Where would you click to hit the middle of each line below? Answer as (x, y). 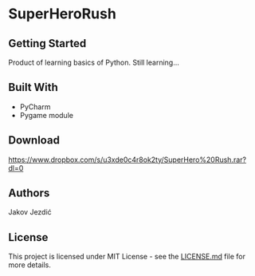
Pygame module (47, 115)
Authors (29, 193)
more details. (30, 265)
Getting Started (47, 43)
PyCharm (35, 106)
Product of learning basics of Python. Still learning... (94, 62)
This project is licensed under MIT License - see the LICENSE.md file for (127, 257)
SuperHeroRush (63, 14)
